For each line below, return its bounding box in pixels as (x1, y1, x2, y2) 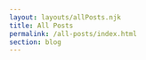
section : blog (9, 37, 62, 47)
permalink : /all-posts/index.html (9, 29, 138, 38)
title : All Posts (9, 21, 74, 30)
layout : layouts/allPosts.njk (9, 12, 122, 22)
